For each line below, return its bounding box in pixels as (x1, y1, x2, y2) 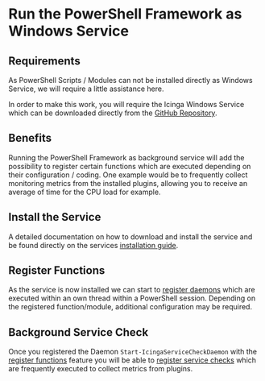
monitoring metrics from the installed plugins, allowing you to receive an (8, 178, 248, 188)
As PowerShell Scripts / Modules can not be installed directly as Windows (8, 76, 253, 85)
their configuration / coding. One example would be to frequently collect (8, 170, 248, 180)
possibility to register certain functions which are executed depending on (8, 161, 251, 171)
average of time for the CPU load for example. (8, 187, 161, 197)
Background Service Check (8, 325, 149, 339)
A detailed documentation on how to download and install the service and (8, 231, 253, 242)
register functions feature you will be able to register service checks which (8, 355, 256, 365)
